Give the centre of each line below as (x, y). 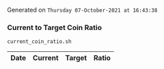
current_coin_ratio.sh (39, 42)
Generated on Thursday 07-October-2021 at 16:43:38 (82, 10)
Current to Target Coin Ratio (55, 27)
